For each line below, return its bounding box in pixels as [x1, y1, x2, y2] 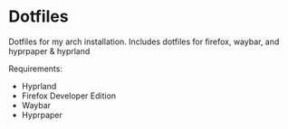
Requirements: [8, 63, 62, 74]
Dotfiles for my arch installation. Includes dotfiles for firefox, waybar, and [8, 36, 280, 47]
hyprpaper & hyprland [8, 45, 91, 56]
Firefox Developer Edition [21, 90, 117, 101]
